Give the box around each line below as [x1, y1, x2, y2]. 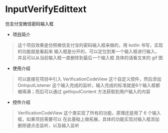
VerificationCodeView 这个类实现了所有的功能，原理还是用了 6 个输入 [17, 109, 161, 116]
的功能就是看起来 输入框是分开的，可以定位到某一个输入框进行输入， [17, 48, 159, 54]
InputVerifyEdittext [5, 4, 87, 15]
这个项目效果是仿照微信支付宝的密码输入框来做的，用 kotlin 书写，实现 [17, 42, 163, 48]
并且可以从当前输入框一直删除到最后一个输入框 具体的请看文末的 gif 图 [17, 54, 163, 61]
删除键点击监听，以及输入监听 [17, 122, 79, 128]
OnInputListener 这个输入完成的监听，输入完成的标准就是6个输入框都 [17, 82, 160, 88]
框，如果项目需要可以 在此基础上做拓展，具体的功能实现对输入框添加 [17, 116, 159, 122]
